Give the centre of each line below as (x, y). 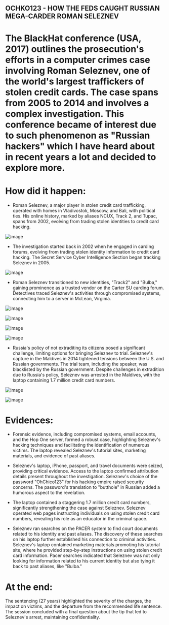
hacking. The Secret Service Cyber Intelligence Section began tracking (87, 257)
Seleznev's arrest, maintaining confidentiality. (53, 617)
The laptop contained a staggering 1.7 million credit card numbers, (81, 503)
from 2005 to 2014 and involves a (77, 103)
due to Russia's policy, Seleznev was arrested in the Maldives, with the (86, 374)
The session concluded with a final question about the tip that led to (76, 612)
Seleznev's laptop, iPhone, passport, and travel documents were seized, (88, 466)
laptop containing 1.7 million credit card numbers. (64, 380)
